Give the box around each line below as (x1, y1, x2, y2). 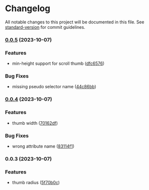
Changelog (5, 3, 50, 14)
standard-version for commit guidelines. (5, 24, 85, 30)
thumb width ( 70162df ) (12, 120, 58, 126)
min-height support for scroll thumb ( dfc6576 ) (12, 60, 105, 66)
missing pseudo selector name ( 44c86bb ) (12, 84, 97, 90)
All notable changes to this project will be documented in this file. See (5, 19, 145, 25)
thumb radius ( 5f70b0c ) (12, 180, 60, 186)
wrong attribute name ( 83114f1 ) (12, 143, 75, 149)
